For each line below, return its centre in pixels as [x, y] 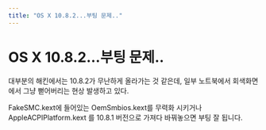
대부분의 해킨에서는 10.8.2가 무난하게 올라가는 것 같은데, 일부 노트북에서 [120, 81]
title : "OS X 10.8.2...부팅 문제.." [66, 15]
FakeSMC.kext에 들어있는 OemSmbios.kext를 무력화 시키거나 [105, 107]
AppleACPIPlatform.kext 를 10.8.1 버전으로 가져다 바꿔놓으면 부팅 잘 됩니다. [126, 117]
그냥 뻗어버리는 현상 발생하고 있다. [76, 90]
